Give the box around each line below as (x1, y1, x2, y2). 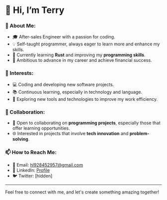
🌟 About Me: (5, 22, 36, 29)
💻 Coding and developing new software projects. (12, 81, 114, 87)
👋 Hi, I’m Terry (5, 4, 65, 16)
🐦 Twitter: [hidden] (12, 173, 53, 179)
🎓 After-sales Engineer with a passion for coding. (12, 34, 115, 40)
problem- (129, 131, 150, 137)
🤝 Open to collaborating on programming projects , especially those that (12, 120, 161, 126)
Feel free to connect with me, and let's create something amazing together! (5, 189, 160, 195)
